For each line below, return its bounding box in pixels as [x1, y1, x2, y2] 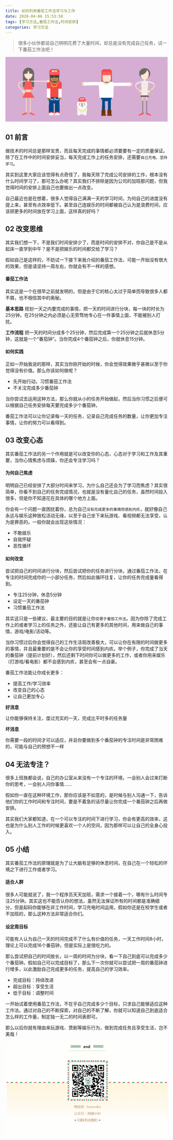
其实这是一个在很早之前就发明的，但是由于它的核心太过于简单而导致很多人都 [5, 288, 168, 294]
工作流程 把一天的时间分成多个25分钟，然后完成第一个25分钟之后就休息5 [5, 329, 160, 336]
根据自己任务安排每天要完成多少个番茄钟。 [9, 402, 100, 408]
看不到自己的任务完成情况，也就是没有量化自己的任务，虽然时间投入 [23, 488, 168, 495]
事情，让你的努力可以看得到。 [5, 419, 68, 426]
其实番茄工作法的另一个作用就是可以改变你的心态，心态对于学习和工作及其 [5, 450, 163, 457]
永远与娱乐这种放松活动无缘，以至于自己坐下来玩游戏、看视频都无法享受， [5, 512, 163, 518]
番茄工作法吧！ [22, 46, 55, 52]
